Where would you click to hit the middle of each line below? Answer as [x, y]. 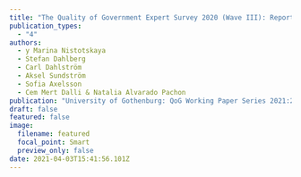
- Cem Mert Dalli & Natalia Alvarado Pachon [102, 92]
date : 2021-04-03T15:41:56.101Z [69, 159]
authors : [26, 42]
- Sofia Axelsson [50, 84]
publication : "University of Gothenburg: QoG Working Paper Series [138, 101]
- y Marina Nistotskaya [61, 51]
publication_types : [46, 26]
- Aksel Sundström [52, 76]
